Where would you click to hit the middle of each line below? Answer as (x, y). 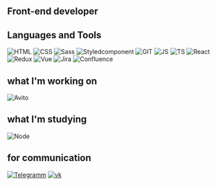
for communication (49, 158)
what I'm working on (52, 81)
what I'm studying (47, 120)
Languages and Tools (54, 35)
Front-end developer (53, 11)
